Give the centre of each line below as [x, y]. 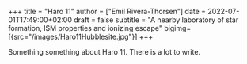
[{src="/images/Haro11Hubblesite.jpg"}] [73, 36]
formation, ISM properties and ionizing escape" [85, 28]
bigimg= [177, 28]
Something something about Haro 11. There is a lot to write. [104, 52]
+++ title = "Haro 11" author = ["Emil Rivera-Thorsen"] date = [107, 11]
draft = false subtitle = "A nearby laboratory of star [156, 20]
